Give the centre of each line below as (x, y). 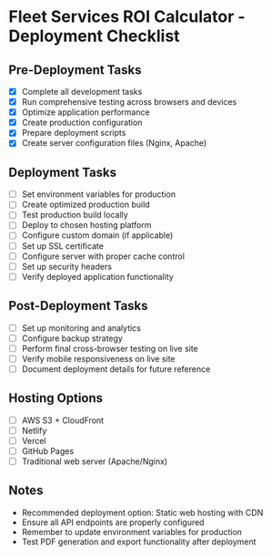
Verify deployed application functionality (97, 276)
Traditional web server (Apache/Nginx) (95, 461)
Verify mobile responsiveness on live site (98, 358)
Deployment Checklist (94, 36)
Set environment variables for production (99, 194)
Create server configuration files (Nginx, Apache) (114, 143)
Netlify (34, 430)
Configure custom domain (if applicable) (97, 235)
